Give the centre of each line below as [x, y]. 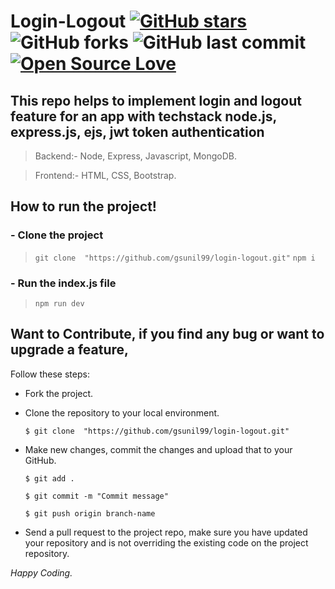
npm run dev [59, 303]
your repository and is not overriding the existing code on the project [166, 542]
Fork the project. [59, 393]
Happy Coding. [41, 572]
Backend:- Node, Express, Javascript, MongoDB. [136, 156]
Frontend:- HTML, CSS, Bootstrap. [105, 175]
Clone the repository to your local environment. [122, 412]
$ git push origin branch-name [90, 513]
